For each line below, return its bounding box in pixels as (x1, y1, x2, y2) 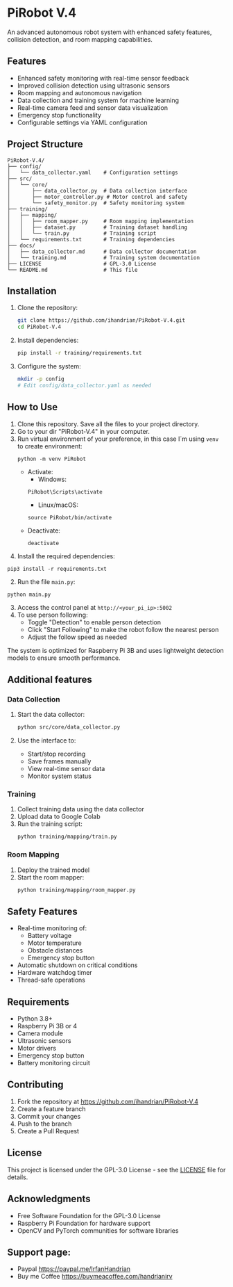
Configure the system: (17, 362, 81, 370)
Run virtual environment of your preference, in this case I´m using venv (17, 435, 219, 443)
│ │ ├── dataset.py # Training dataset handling (7, 224, 188, 231)
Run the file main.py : (17, 577, 76, 585)
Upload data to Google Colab (17, 812, 101, 821)
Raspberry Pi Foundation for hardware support (17, 1219, 150, 1227)
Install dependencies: (17, 336, 79, 345)
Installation (7, 285, 57, 297)
